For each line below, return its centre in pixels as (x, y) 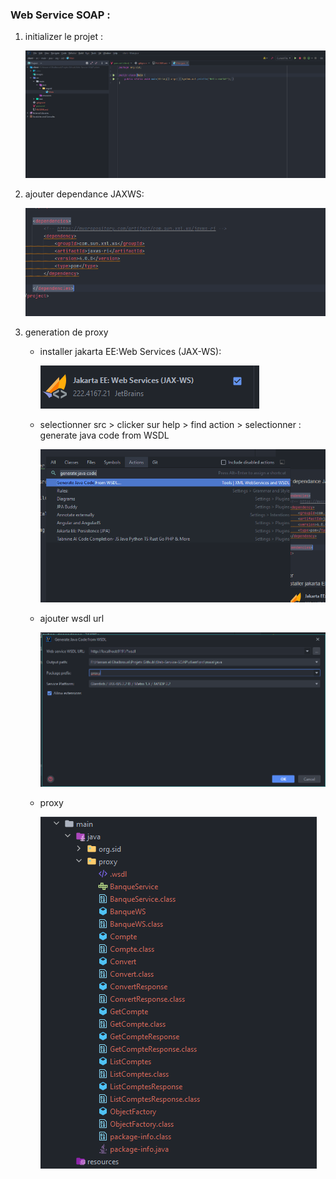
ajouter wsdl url (72, 618)
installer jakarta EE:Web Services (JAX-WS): (130, 352)
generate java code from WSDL (104, 435)
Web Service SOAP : (60, 15)
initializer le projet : (63, 37)
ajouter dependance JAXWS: (84, 194)
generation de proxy (66, 332)
